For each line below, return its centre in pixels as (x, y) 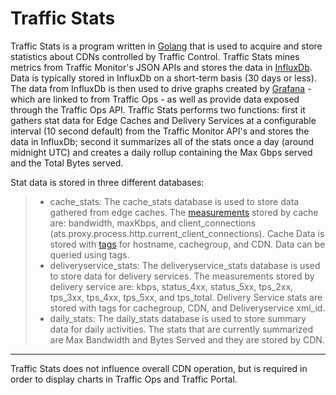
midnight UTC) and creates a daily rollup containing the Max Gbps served (161, 152)
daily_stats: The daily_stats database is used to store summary (178, 318)
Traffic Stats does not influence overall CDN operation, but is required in (159, 368)
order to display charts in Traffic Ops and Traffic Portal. (124, 379)
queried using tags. (89, 254)
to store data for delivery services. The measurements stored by (182, 276)
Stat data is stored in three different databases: (107, 182)
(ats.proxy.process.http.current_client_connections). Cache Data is (187, 233)
